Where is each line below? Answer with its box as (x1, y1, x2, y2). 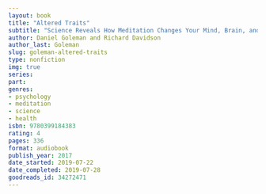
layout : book (8, 11, 51, 20)
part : (8, 78, 26, 86)
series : (8, 70, 34, 78)
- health (8, 115, 37, 123)
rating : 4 (8, 129, 41, 137)
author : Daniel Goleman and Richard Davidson (8, 33, 161, 42)
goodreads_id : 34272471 (8, 173, 87, 182)
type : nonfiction (8, 56, 66, 64)
